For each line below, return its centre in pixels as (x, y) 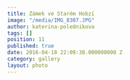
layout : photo (28, 65)
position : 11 (26, 40)
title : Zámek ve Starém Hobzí (51, 14)
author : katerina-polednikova (51, 26)
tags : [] (20, 33)
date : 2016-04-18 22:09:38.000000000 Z (65, 53)
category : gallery (34, 59)
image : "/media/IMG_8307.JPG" (51, 20)
